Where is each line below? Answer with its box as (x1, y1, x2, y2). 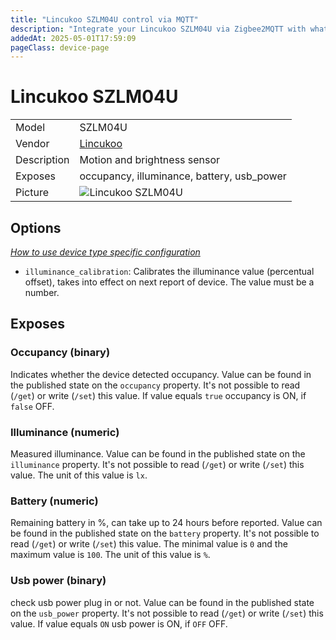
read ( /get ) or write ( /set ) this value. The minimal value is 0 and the (10, 538, 288, 550)
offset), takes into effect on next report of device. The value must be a (24, 276, 315, 288)
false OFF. (10, 400, 55, 412)
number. (24, 287, 60, 298)
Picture (15, 186, 50, 200)
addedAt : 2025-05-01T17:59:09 (10, 33, 137, 43)
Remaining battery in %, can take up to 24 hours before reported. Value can (10, 517, 323, 529)
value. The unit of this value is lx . (10, 469, 148, 481)
